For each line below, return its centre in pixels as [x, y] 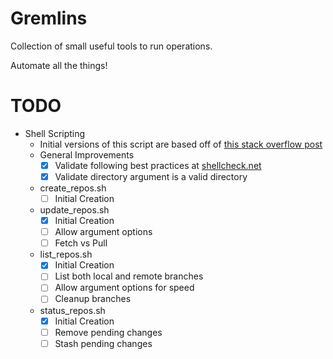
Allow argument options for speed [124, 288]
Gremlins [49, 18]
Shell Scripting [55, 133]
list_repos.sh [66, 254]
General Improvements [87, 154]
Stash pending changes [103, 343]
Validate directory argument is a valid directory [151, 176]
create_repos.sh [73, 188]
